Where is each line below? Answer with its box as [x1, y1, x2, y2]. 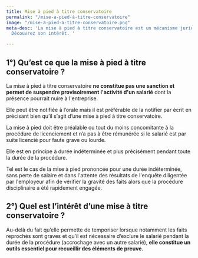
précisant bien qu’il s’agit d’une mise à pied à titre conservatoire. [6, 113, 163, 120]
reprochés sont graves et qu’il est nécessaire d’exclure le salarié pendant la [6, 232, 189, 239]
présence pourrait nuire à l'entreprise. [6, 95, 98, 102]
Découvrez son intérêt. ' [11, 31, 75, 37]
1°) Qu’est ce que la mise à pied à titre [6, 57, 146, 68]
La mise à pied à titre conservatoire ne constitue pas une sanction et [6, 82, 175, 89]
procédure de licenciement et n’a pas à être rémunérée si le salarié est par [6, 130, 187, 137]
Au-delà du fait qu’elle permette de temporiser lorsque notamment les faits [6, 226, 187, 233]
